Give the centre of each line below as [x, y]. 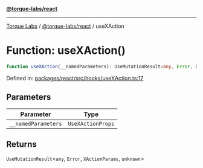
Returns [22, 144]
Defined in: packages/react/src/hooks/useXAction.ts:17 [75, 78]
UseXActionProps [91, 124]
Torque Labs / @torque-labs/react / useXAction [66, 26]
